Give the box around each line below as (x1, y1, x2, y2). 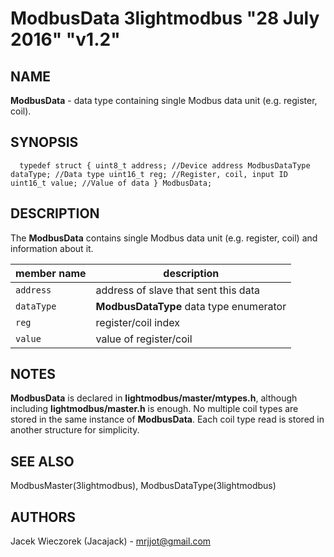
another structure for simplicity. (10, 424, 140, 436)
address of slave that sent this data (95, 283, 260, 297)
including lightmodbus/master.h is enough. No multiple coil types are (10, 403, 299, 415)
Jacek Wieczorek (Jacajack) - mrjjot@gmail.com (10, 535, 212, 547)
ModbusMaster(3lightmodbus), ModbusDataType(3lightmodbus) (10, 480, 277, 492)
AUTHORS (10, 508, 77, 526)
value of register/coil (95, 332, 193, 346)
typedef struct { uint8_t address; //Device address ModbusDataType (19, 160, 311, 171)
